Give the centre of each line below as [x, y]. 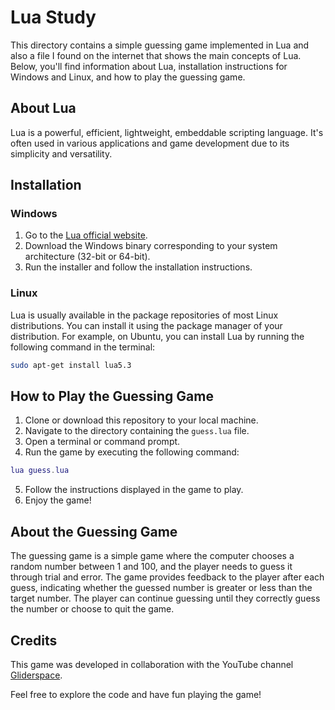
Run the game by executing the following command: [132, 452]
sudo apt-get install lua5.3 [71, 365]
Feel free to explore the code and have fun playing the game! [136, 694]
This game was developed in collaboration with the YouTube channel [152, 664]
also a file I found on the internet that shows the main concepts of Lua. [156, 55]
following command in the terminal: [83, 347]
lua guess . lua [40, 471]
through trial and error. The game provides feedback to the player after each [167, 577]
